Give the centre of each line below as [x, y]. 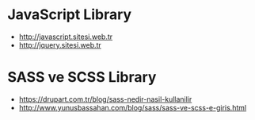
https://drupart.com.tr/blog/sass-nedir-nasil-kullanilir [105, 99]
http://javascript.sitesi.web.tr [66, 37]
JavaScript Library [70, 15]
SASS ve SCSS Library [82, 77]
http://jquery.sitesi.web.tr [60, 45]
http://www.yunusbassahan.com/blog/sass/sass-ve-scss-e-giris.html [133, 107]
